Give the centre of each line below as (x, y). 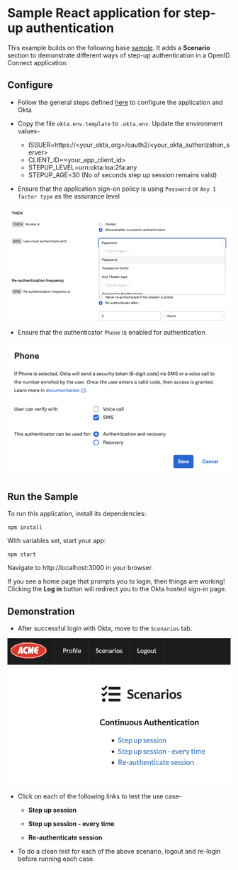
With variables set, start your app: (57, 541)
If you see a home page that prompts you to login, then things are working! (116, 581)
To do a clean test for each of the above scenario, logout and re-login (119, 851)
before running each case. (56, 859)
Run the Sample (43, 497)
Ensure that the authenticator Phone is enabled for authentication (111, 333)
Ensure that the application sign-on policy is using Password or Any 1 (117, 189)
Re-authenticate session (65, 837)
